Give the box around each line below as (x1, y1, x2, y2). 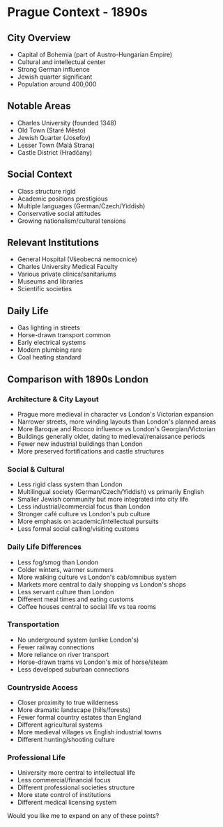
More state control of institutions (17, 791, 111, 799)
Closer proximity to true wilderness (17, 698, 118, 707)
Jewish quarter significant (17, 72, 93, 81)
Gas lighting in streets (17, 323, 80, 332)
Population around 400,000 (17, 80, 97, 88)
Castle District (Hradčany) (17, 148, 93, 157)
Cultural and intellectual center (17, 58, 106, 66)
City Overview (7, 32, 71, 44)
